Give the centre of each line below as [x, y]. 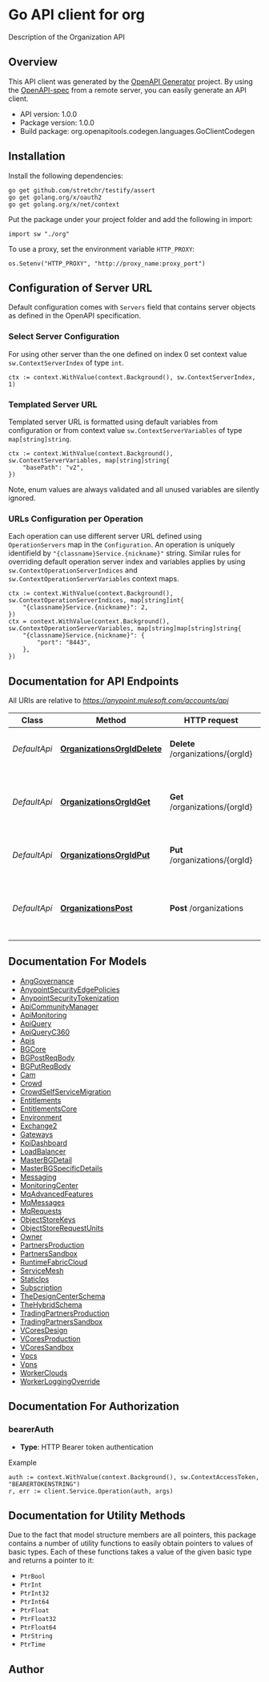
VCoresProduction [50, 1338]
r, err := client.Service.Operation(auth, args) [91, 1491]
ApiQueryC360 [45, 1032]
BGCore [33, 1049]
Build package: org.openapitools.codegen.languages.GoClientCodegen [137, 131]
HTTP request [211, 721]
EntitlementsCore [48, 1109]
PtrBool [32, 1577]
